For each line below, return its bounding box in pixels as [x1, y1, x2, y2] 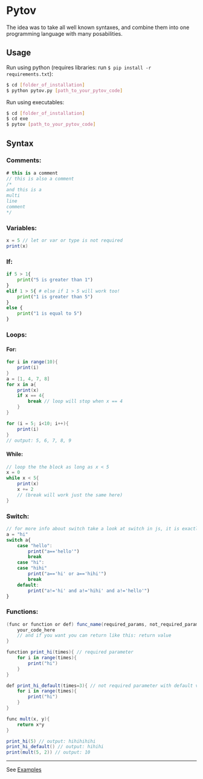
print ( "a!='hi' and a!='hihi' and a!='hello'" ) [28, 588, 150, 594]
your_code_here [17, 627, 56, 633]
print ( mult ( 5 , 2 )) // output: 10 [6, 749, 91, 755]
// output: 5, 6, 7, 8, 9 [6, 437, 71, 444]
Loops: [6, 330, 27, 339]
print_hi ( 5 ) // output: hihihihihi [6, 738, 96, 744]
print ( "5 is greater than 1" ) [17, 277, 94, 283]
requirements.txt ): [6, 70, 53, 77]
